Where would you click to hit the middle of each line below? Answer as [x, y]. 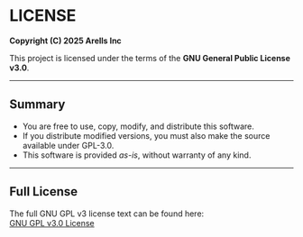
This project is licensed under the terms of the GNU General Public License [150, 58]
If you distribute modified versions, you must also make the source [146, 135]
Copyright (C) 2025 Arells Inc [65, 41]
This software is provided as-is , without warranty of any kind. [137, 155]
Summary [37, 105]
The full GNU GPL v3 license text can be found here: [107, 214]
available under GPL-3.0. [68, 145]
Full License [44, 191]
